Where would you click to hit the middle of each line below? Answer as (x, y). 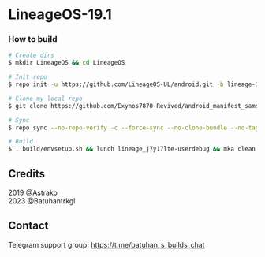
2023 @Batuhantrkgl (42, 201)
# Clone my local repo (45, 99)
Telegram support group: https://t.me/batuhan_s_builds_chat (106, 244)
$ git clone (28, 106)
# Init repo (28, 77)
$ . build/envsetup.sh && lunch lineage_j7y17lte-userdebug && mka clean (132, 149)
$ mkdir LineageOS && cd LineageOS (67, 63)
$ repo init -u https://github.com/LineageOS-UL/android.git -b (116, 84)
